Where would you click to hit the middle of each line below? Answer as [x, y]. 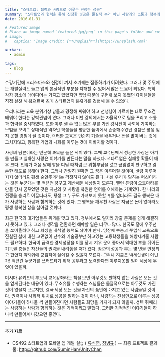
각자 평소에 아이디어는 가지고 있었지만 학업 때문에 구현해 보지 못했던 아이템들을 [81, 95]
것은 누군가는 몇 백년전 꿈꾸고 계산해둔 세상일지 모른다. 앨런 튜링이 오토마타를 [84, 183]
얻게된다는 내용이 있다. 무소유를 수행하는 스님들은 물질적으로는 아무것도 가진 [83, 284]
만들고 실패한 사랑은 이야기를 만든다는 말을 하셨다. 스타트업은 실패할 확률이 [82, 159]
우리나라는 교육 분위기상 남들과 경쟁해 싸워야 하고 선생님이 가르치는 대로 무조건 [81, 111]
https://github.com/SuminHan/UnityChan [60, 349]
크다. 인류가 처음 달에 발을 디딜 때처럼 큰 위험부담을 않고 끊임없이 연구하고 [81, 165]
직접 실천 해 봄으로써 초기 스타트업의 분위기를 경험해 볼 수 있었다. [67, 101]
